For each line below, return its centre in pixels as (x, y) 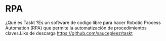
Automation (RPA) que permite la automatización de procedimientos (76, 27)
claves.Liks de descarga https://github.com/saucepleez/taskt (69, 33)
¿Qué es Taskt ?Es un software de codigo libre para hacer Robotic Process (83, 22)
